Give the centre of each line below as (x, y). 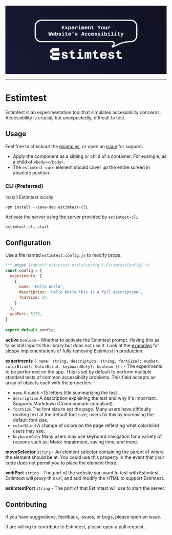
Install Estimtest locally (29, 197)
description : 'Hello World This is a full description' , (81, 292)
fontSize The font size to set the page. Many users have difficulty (82, 409)
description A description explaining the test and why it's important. (85, 398)
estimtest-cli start (27, 227)
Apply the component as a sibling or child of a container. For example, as (90, 156)
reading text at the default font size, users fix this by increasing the (83, 415)
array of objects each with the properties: (49, 383)
